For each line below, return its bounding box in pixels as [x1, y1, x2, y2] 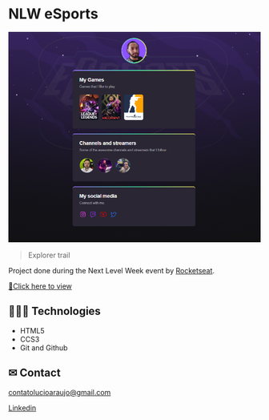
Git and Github [19, 342, 68, 353]
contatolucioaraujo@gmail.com [8, 387, 111, 397]
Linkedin [8, 402, 37, 413]
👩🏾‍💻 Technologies [8, 305, 102, 318]
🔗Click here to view [8, 281, 72, 291]
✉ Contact [8, 366, 62, 380]
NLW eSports [8, 5, 98, 23]
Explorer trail [27, 250, 70, 260]
